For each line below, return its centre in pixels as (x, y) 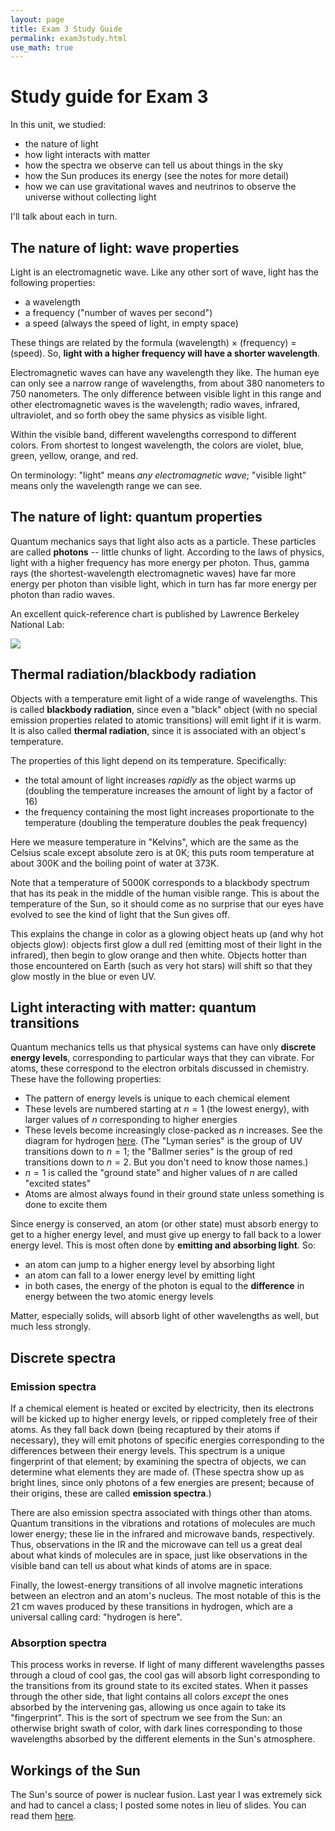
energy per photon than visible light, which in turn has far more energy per (164, 583)
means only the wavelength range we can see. (106, 485)
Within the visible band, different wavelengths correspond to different (153, 434)
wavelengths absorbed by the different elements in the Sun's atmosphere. (163, 1739)
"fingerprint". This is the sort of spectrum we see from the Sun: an (146, 1718)
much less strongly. (51, 1327)
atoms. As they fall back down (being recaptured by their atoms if (145, 1430)
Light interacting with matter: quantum (133, 1007)
